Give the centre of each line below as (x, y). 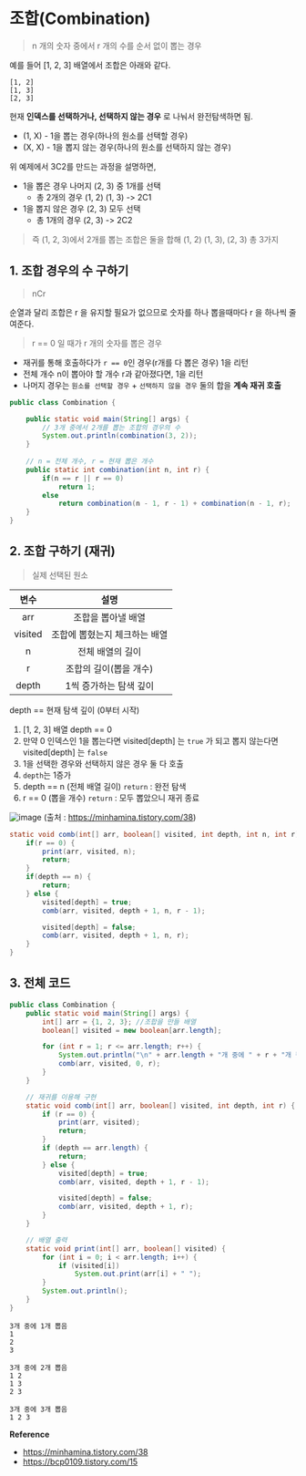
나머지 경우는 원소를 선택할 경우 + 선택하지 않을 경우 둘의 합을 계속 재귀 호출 (152, 385)
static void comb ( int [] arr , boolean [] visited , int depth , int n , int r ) (154, 834)
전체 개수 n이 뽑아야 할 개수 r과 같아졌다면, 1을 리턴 (113, 374)
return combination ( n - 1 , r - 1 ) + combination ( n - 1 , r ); (174, 504)
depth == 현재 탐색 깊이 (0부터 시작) (75, 710)
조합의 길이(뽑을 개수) (109, 668)
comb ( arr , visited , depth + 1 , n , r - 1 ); (124, 911)
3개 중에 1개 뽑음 (39, 1326)
